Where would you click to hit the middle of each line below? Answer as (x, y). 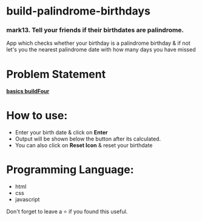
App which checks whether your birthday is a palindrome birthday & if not (99, 43)
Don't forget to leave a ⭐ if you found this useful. (67, 212)
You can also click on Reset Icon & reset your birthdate (84, 145)
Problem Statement (56, 74)
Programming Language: (70, 170)
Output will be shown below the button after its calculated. (88, 139)
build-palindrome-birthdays (78, 11)
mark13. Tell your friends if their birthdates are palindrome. (95, 30)
